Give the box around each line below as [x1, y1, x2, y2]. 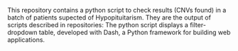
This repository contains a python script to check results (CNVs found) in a [7, 6, 227, 14]
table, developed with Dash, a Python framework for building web [38, 28, 231, 36]
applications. [7, 36, 45, 44]
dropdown [7, 28, 38, 36]
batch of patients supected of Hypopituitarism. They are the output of [7, 13, 212, 22]
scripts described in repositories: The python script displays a [7, 21, 188, 29]
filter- [189, 21, 206, 29]
